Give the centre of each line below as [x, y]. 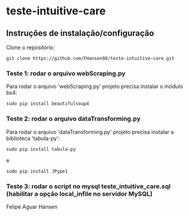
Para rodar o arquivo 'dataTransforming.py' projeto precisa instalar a [90, 132]
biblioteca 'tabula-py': [33, 138]
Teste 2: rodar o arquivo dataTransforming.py [73, 119]
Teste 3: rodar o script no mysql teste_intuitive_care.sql [89, 186]
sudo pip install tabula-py [41, 149]
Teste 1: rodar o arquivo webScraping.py [66, 73]
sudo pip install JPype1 [37, 171]
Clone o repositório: [30, 47]
